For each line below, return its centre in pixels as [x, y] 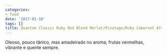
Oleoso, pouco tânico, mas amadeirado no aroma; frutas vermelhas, [75, 42]
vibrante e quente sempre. [32, 48]
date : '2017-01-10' [25, 19]
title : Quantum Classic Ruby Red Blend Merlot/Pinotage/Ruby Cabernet [80, 28]
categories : [17, 10]
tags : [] [14, 24]
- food [12, 14]
